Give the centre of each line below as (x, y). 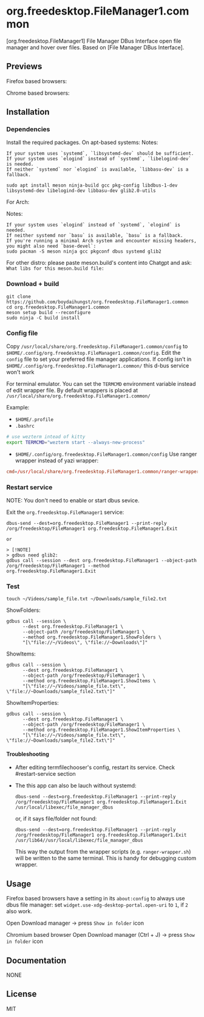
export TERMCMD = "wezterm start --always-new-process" (76, 442)
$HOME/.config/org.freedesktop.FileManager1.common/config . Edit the (93, 353)
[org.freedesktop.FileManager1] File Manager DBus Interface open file (94, 41)
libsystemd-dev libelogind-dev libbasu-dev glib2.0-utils (81, 191)
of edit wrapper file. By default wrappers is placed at (72, 391)
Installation (28, 112)
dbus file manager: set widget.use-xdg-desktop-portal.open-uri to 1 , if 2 (97, 905)
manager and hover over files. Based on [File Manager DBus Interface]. (95, 47)
